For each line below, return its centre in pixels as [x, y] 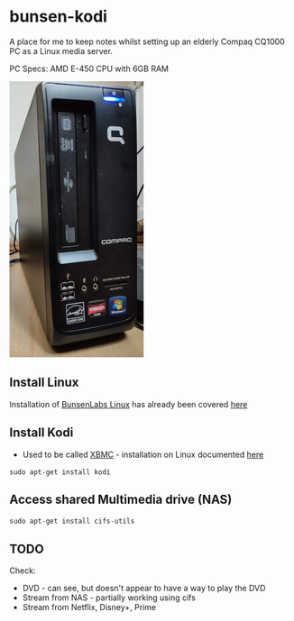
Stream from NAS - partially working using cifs [109, 598]
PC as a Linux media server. [61, 50]
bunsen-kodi [59, 17]
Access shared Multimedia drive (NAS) [121, 499]
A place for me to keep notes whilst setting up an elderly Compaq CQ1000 [147, 41]
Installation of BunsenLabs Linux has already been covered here [129, 404]
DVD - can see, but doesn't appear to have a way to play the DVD [144, 589]
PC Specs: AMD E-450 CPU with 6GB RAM [89, 68]
